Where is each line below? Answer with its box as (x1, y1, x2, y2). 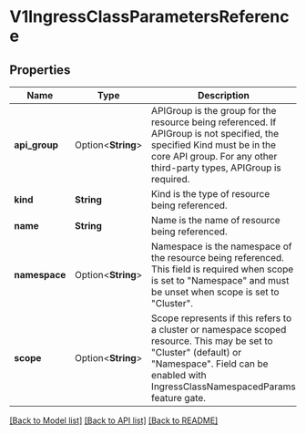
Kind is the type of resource (151, 188, 270, 200)
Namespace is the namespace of (151, 240, 293, 253)
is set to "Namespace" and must (151, 274, 290, 286)
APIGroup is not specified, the (151, 128, 280, 139)
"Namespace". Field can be (151, 357, 269, 370)
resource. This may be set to (151, 335, 273, 347)
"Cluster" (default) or (151, 346, 242, 358)
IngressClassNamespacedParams (151, 380, 296, 393)
